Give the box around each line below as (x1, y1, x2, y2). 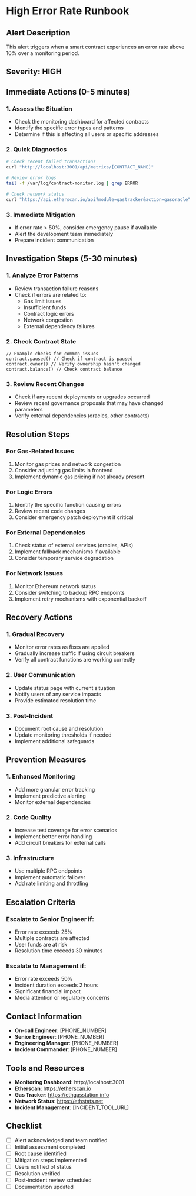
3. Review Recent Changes (6, 380, 84, 388)
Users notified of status (14, 1163, 72, 1171)
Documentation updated (14, 1184, 74, 1191)
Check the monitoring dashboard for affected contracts (14, 118, 149, 125)
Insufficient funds (23, 303, 67, 311)
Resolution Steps (6, 429, 70, 439)
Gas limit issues (23, 297, 62, 304)
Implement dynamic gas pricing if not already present (14, 473, 145, 480)
